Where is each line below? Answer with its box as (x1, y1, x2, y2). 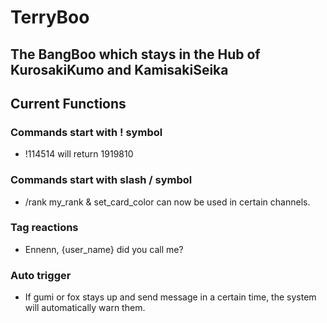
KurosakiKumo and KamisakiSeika (10, 61, 229, 78)
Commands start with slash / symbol (10, 173, 193, 187)
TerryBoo (10, 6, 90, 29)
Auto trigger (10, 268, 72, 282)
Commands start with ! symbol (10, 125, 163, 139)
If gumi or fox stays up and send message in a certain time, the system (24, 291, 317, 303)
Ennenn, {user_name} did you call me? (24, 243, 184, 255)
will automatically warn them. (24, 302, 146, 314)
